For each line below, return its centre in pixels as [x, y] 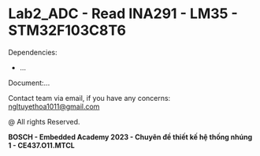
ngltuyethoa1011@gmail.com [54, 106]
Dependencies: [33, 52]
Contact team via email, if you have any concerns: [89, 98]
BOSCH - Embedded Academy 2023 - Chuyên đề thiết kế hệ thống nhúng [130, 137]
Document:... [29, 83]
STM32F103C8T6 [67, 30]
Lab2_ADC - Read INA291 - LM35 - [123, 14]
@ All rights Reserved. [44, 121]
